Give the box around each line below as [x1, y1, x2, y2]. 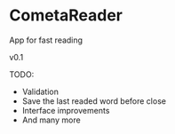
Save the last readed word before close [21, 95, 167, 106]
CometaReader [9, 5, 123, 26]
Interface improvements [21, 105, 110, 115]
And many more [21, 114, 82, 125]
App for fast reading [9, 35, 83, 45]
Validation [21, 86, 60, 97]
